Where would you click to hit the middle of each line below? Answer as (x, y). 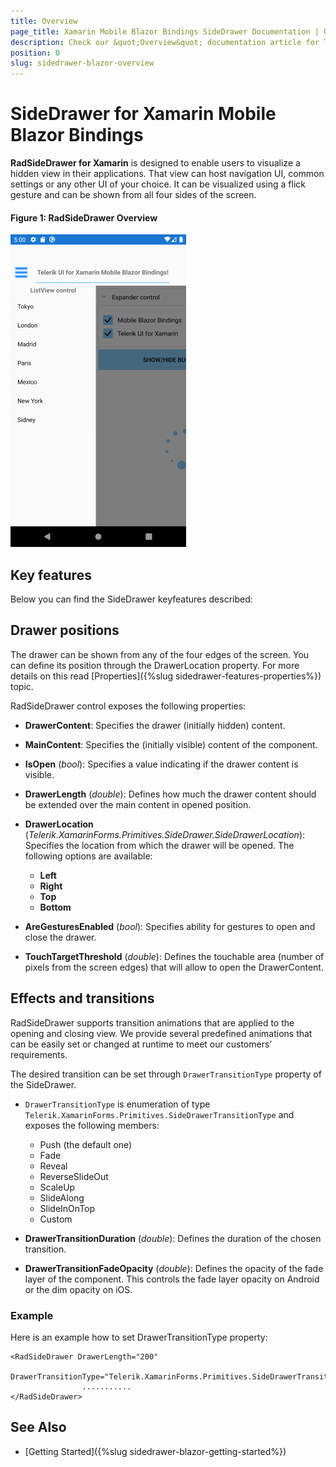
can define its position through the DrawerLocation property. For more (155, 665)
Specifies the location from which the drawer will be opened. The (159, 845)
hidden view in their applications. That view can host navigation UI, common (167, 174)
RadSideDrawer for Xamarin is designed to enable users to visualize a (155, 163)
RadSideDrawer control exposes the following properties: (128, 706)
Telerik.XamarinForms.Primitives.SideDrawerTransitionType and (159, 1114)
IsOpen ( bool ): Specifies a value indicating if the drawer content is (161, 764)
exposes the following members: (92, 1125)
